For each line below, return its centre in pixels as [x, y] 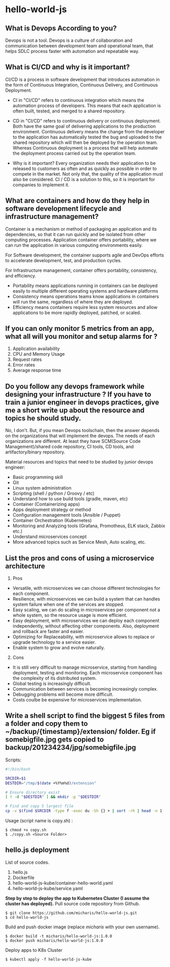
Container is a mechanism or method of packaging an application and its [81, 229]
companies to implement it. [41, 185]
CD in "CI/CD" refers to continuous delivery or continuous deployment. [87, 121]
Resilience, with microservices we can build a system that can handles [86, 599]
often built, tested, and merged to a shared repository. [69, 111]
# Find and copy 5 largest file [39, 806]
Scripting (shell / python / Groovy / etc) [54, 493]
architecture [25, 566]
